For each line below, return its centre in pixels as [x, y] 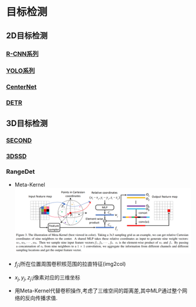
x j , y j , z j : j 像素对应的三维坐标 [47, 278]
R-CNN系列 [23, 53]
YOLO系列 [21, 71]
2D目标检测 [27, 36]
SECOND [19, 140]
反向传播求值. [41, 298]
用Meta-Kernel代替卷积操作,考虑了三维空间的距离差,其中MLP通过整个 [98, 291]
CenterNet [21, 87]
